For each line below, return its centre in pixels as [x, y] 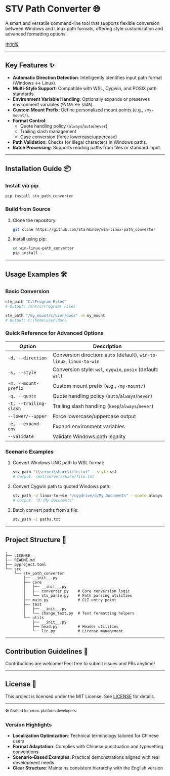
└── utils [34, 618]
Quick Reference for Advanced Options [54, 333]
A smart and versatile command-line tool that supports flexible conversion [82, 23]
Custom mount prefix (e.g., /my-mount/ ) [99, 386]
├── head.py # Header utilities [75, 627]
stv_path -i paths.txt [36, 519]
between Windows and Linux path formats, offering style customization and [84, 28]
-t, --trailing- [27, 403]
